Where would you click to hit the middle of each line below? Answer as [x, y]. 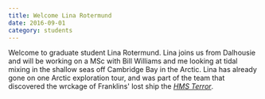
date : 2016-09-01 [37, 23]
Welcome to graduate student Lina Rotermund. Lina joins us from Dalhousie [132, 53]
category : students [41, 30]
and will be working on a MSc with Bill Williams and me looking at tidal [123, 61]
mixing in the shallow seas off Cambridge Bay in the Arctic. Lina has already [132, 70]
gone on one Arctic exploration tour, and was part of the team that [117, 78]
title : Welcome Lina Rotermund [60, 15]
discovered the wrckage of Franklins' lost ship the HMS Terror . [111, 86]
